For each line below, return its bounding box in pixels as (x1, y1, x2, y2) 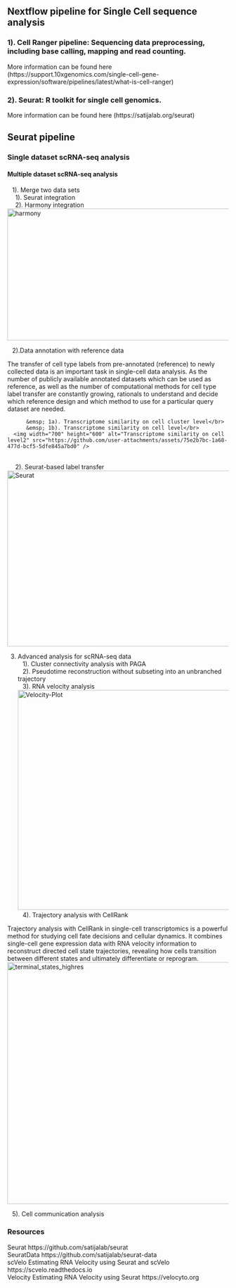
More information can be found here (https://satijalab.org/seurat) (7, 110, 195, 119)
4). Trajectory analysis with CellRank (22, 910, 129, 919)
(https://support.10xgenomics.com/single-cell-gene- (7, 70, 159, 78)
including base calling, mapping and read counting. (7, 46, 186, 56)
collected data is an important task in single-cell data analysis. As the (7, 367, 208, 376)
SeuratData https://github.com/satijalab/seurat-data (7, 1250, 157, 1258)
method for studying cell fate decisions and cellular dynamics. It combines (7, 931, 223, 940)
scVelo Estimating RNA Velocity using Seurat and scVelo (7, 1258, 170, 1266)
